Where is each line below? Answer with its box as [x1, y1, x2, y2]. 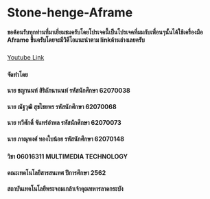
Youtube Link [7, 53, 45, 61]
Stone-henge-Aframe [7, 5, 133, 21]
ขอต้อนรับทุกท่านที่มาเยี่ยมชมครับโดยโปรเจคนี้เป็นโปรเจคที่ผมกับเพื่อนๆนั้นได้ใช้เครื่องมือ [7, 27, 204, 36]
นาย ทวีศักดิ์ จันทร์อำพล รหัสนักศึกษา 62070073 [7, 119, 121, 127]
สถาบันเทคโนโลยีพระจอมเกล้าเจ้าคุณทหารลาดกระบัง [7, 185, 124, 193]
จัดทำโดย [7, 70, 29, 78]
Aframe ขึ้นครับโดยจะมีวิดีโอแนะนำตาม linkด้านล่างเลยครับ [7, 36, 145, 44]
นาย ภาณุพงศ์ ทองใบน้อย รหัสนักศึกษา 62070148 [7, 135, 125, 143]
